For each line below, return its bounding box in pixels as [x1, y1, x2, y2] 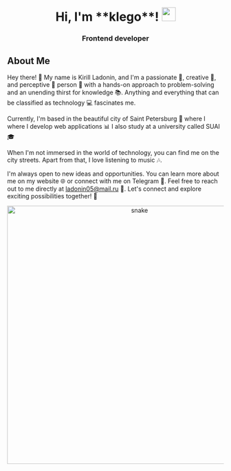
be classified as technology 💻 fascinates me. [7, 98, 136, 107]
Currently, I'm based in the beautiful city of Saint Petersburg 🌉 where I [7, 114, 206, 123]
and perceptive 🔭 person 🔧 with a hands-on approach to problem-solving [7, 80, 214, 89]
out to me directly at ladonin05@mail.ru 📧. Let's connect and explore [7, 185, 201, 193]
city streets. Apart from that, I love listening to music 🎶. [7, 156, 163, 164]
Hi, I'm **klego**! [55, 9, 159, 25]
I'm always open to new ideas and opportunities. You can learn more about [7, 169, 219, 178]
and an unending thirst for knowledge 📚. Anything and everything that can [7, 88, 219, 96]
